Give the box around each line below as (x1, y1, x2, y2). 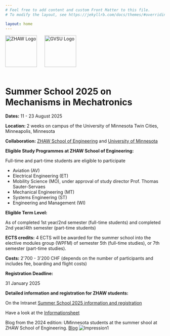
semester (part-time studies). (5, 245, 67, 251)
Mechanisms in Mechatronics (5, 96, 133, 108)
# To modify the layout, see (5, 12, 67, 17)
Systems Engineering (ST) (12, 195, 67, 201)
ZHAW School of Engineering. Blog (5, 325, 78, 331)
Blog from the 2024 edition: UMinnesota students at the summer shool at (5, 320, 158, 326)
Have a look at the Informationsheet (5, 310, 80, 316)
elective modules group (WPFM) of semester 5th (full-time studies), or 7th (5, 240, 160, 246)
